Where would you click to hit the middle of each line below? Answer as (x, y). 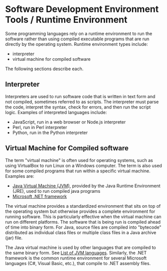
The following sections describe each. (44, 69)
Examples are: (20, 176)
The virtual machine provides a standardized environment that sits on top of (83, 206)
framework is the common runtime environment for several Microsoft (76, 258)
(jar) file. (14, 238)
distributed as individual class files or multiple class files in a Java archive (81, 232)
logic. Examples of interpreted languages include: (56, 112)
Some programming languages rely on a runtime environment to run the (79, 33)
